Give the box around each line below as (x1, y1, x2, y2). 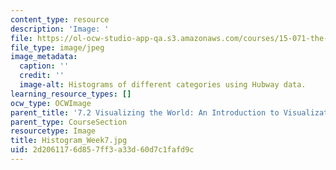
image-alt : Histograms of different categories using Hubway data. (19, 80, 307, 90)
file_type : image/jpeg (10, 42, 105, 53)
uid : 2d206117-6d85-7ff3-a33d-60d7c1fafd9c (10, 145, 195, 155)
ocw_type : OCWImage (10, 98, 92, 108)
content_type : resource (10, 14, 110, 25)
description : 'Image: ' (10, 24, 110, 34)
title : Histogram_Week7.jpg (10, 136, 128, 146)
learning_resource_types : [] (10, 89, 132, 99)
